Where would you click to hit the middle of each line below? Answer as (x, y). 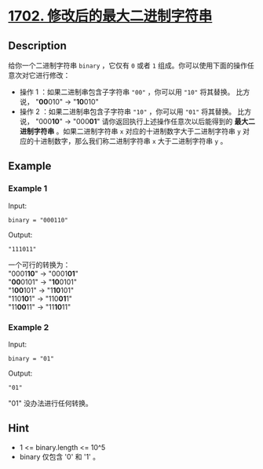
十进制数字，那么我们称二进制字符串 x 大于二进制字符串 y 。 (130, 141)
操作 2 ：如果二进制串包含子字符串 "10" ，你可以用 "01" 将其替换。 (128, 112)
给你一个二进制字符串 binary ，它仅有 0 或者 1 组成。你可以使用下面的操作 (128, 65)
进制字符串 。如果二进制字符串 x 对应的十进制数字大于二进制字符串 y (130, 131)
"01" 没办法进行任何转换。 (50, 403)
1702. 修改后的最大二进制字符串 (110, 16)
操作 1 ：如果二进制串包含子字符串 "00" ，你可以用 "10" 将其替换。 (127, 92)
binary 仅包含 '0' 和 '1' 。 (60, 456)
